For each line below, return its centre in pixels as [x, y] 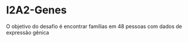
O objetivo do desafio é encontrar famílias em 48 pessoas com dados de [94, 26]
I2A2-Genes [36, 10]
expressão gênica [28, 32]
